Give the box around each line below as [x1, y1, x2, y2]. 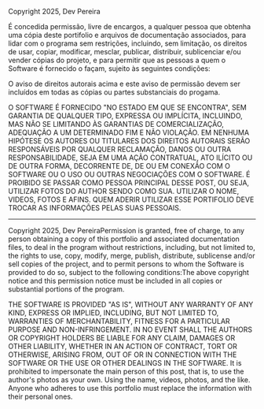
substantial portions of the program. [8, 284, 125, 294]
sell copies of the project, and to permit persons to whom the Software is [8, 259, 245, 269]
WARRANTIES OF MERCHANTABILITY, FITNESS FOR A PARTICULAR [8, 317, 230, 325]
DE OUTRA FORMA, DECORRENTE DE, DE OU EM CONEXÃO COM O [8, 162, 230, 170]
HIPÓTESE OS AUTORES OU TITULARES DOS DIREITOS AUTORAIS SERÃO [8, 136, 251, 145]
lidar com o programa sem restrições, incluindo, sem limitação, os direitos [8, 39, 247, 48]
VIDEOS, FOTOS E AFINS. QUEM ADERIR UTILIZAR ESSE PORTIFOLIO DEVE [8, 195, 255, 204]
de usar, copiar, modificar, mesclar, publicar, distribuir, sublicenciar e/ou [8, 47, 241, 56]
